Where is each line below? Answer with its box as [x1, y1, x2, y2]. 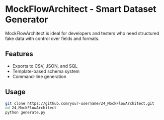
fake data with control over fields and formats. [5, 36, 100, 41]
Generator [5, 14, 48, 25]
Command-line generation [12, 73, 67, 80]
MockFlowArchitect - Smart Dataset [5, 3, 157, 15]
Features [5, 50, 33, 58]
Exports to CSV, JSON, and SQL [12, 63, 78, 69]
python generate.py [5, 110, 46, 115]
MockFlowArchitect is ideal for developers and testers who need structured [5, 30, 160, 36]
